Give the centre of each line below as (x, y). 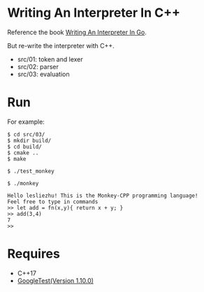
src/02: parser (38, 66)
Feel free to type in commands (53, 202)
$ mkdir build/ (29, 140)
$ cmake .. (23, 153)
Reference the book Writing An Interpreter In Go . (77, 32)
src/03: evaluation (43, 74)
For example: (26, 122)
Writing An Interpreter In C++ (94, 13)
